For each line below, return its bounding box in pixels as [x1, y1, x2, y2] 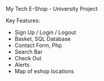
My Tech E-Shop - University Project [5, 5, 98, 12]
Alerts [14, 61, 30, 68]
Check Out [14, 55, 42, 62]
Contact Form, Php [14, 42, 62, 49]
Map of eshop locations [14, 68, 74, 75]
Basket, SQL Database [14, 35, 71, 42]
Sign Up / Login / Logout [14, 29, 77, 36]
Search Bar [14, 48, 43, 55]
